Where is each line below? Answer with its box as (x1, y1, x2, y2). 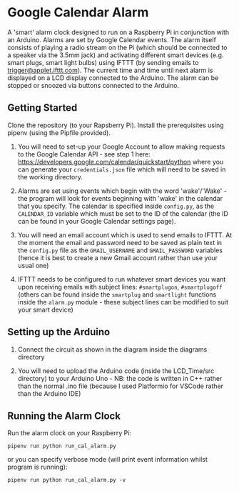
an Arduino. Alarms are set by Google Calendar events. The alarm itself (7, 35, 216, 44)
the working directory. (17, 172, 83, 181)
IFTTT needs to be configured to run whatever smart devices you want (17, 274, 226, 283)
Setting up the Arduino (7, 326, 111, 338)
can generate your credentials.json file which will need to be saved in (17, 165, 226, 174)
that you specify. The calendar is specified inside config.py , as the (17, 202, 215, 210)
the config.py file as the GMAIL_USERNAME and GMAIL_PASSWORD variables (17, 246, 223, 254)
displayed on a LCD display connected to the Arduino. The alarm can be (7, 73, 219, 82)
